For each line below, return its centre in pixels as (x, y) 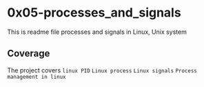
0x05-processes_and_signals (94, 13)
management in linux (37, 77)
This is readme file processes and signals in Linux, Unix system (97, 32)
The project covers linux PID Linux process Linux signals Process (102, 70)
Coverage (29, 54)
